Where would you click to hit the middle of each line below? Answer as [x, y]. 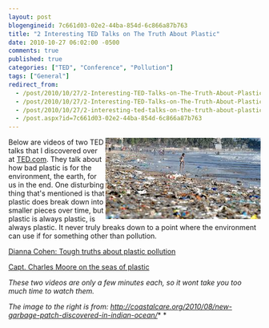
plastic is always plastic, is [52, 219]
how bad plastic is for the [50, 168]
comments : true [34, 51]
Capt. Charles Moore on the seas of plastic [79, 267]
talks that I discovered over [53, 151]
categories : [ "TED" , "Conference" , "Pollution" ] [91, 68]
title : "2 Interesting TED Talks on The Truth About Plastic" [114, 34]
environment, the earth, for [53, 176]
